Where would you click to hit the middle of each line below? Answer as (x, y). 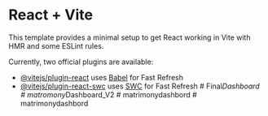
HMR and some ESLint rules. (56, 45)
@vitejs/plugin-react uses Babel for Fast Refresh (102, 77)
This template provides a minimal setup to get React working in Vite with (130, 37)
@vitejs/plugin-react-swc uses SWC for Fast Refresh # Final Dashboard (140, 86)
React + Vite (51, 15)
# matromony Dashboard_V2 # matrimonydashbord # (108, 94)
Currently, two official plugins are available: (81, 62)
